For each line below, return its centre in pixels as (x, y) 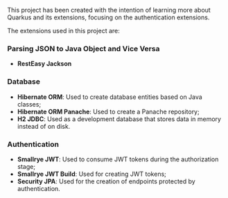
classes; (29, 104)
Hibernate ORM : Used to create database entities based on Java (109, 97)
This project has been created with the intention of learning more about (109, 10)
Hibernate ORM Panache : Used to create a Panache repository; (108, 111)
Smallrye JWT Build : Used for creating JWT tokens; (91, 174)
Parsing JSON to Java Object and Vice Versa (84, 48)
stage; (26, 166)
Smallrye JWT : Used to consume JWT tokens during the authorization (118, 159)
